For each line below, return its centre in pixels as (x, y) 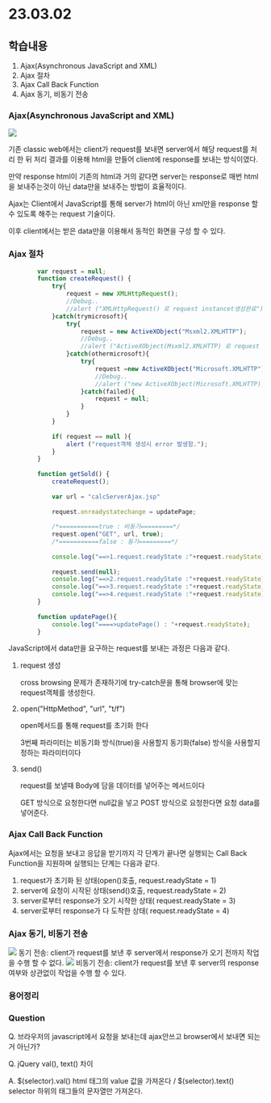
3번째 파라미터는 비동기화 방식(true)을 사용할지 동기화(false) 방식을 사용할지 (140, 743)
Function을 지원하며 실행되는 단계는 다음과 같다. (84, 863)
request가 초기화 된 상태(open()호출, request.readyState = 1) (118, 880)
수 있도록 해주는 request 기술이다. (62, 214)
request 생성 (40, 665)
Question (27, 1017)
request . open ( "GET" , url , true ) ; (107, 534)
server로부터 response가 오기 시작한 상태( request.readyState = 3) (128, 900)
